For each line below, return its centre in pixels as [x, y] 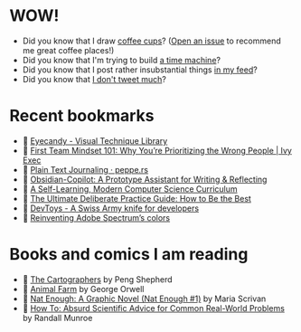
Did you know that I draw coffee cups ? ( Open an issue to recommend [152, 41]
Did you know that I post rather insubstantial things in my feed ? [140, 70]
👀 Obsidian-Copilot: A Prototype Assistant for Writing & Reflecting [145, 179]
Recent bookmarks [82, 116]
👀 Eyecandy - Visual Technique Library [95, 140]
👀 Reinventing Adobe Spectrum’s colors [96, 217]
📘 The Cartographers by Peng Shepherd [98, 279]
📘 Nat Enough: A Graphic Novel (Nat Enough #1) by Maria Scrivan [144, 299]
